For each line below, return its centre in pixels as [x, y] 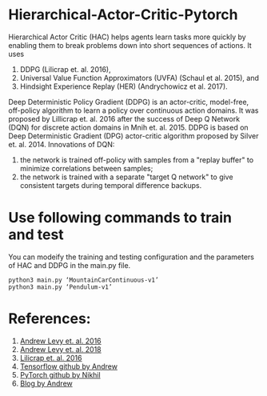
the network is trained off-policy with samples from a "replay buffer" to [137, 160]
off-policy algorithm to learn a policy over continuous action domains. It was [133, 110]
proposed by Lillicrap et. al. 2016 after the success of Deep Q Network [124, 118]
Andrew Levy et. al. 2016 [60, 341]
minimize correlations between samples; [86, 168]
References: [50, 319]
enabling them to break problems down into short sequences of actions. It [130, 45]
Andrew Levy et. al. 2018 [60, 349]
